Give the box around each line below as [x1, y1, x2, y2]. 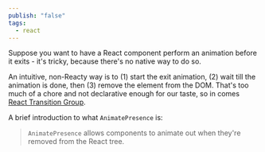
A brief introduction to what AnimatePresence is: [8, 113, 163, 123]
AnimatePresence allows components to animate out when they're [27, 128, 241, 138]
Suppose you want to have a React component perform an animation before [8, 49, 257, 58]
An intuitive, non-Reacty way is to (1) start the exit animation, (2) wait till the [8, 72, 256, 82]
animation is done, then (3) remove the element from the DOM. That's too [8, 80, 249, 90]
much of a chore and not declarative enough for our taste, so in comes [8, 89, 240, 99]
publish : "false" [8, 11, 66, 20]
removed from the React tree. [27, 137, 125, 146]
